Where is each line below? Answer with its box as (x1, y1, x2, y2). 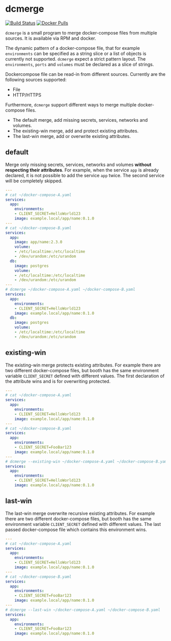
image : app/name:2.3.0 (14, 240, 63, 245)
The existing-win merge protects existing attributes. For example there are (5, 362, 161, 368)
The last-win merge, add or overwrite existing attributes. (12, 133, 131, 139)
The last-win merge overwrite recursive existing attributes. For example (5, 510, 155, 516)
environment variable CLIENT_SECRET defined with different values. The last (5, 521, 161, 527)
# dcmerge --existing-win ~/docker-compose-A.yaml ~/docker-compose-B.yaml (5, 459, 169, 464)
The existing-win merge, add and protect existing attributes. (12, 128, 139, 134)
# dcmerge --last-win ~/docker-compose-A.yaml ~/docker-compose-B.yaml (5, 607, 160, 612)
